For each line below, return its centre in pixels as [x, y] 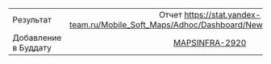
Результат [32, 20]
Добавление [37, 38]
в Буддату [32, 48]
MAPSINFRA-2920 [210, 43]
